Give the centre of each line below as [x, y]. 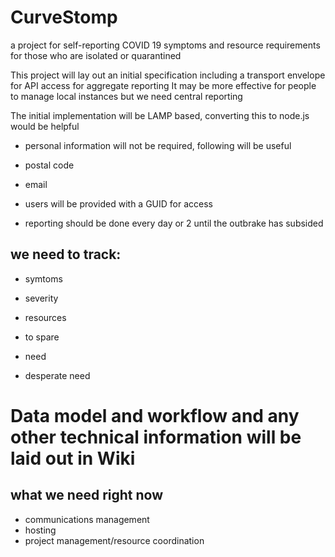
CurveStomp [64, 17]
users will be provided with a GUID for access [118, 203]
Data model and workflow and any [155, 415]
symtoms [43, 278]
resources [45, 317]
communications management [87, 519]
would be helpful [45, 126]
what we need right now [86, 495]
